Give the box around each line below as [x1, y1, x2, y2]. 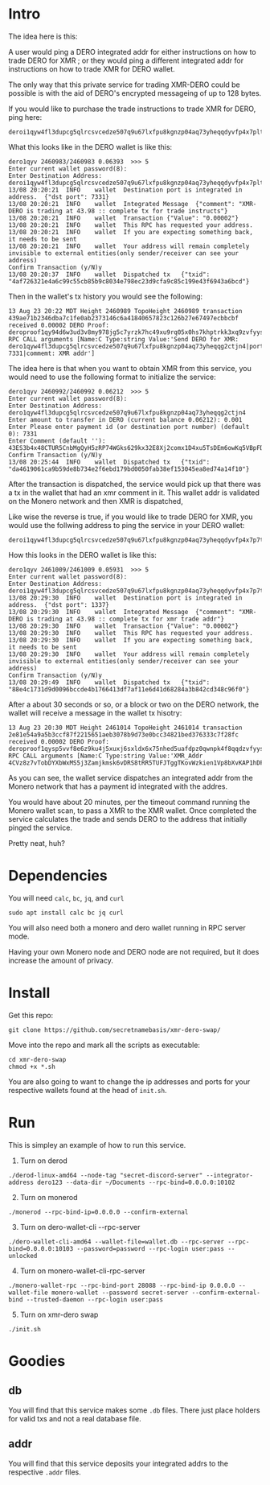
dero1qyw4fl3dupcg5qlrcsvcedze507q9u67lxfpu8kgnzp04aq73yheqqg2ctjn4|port [8, 342, 264, 350]
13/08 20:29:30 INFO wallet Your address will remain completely [8, 650, 250, 658]
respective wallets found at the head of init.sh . [8, 1085, 167, 1095]
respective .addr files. [8, 1466, 82, 1477]
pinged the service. [8, 823, 72, 832]
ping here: [8, 112, 43, 122]
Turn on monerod [19, 1192, 78, 1202]
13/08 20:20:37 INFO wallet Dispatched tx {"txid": [8, 270, 211, 278]
